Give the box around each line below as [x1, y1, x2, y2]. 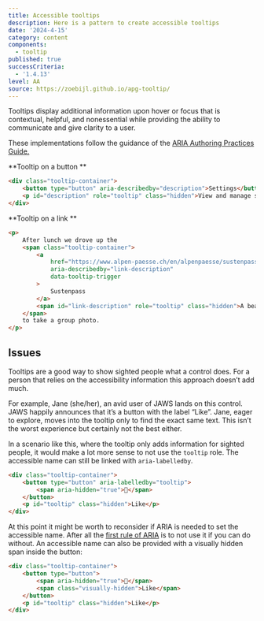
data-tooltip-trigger [49, 273, 122, 281]
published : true [8, 56, 61, 64]
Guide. [8, 147, 30, 156]
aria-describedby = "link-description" [49, 266, 174, 273]
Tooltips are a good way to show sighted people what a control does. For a [8, 366, 250, 376]
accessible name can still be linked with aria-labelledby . [8, 456, 193, 465]
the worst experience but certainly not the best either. [8, 423, 182, 433]
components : [8, 41, 47, 49]
